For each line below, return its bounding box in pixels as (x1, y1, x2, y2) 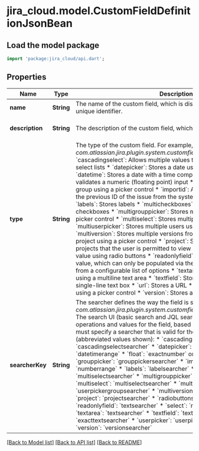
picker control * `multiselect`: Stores (75, 214, 177, 223)
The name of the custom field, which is (75, 99, 184, 107)
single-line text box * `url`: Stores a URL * (75, 281, 193, 289)
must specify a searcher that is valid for (75, 328, 185, 336)
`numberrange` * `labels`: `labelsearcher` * (75, 364, 195, 372)
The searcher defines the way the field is (75, 298, 189, 306)
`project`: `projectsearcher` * (75, 394, 156, 402)
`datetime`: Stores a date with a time (75, 170, 176, 178)
